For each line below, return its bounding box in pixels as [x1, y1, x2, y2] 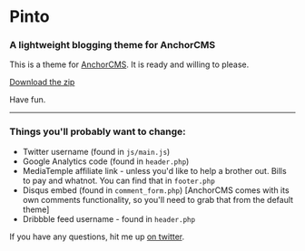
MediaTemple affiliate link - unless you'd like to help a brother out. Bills [22, 165, 288, 176]
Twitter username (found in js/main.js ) [22, 146, 171, 157]
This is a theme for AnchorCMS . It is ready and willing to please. [9, 59, 250, 70]
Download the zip [9, 77, 75, 88]
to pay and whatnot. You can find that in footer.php [22, 175, 215, 186]
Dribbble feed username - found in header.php [22, 213, 196, 224]
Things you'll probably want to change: [9, 125, 186, 138]
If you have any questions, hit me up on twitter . [9, 231, 185, 242]
